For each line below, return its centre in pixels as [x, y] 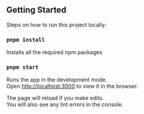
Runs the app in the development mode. [57, 80]
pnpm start [22, 67]
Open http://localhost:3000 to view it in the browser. [72, 86]
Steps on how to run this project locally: [56, 24]
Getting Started [36, 10]
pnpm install [26, 40]
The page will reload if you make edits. [55, 98]
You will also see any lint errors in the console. [65, 105]
